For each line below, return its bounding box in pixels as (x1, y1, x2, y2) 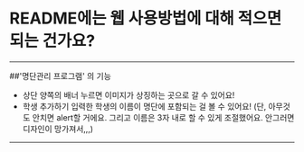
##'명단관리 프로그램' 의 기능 (9, 70, 111, 81)
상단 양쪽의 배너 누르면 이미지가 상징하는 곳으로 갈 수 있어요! (22, 89, 235, 100)
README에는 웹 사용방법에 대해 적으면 (9, 8, 282, 29)
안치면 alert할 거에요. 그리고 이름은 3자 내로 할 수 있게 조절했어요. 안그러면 (32, 112, 295, 122)
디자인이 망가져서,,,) (22, 123, 93, 134)
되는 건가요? (9, 31, 96, 51)
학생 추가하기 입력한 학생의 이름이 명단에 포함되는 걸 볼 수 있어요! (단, (22, 101, 267, 112)
